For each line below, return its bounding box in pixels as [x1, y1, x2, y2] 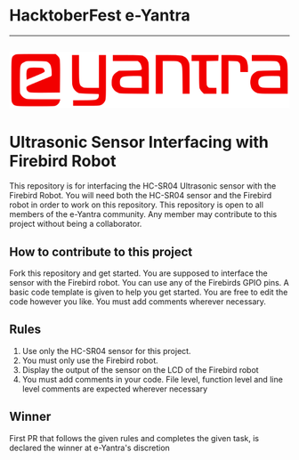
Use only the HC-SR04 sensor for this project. [21, 345, 191, 356]
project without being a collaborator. [9, 219, 142, 230]
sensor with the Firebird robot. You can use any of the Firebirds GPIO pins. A [9, 278, 289, 288]
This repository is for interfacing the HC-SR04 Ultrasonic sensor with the [9, 181, 277, 191]
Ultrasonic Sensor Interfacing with [9, 133, 270, 152]
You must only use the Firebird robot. [21, 355, 158, 366]
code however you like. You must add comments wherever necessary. [9, 296, 267, 307]
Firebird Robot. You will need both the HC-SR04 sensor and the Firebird [9, 190, 272, 201]
